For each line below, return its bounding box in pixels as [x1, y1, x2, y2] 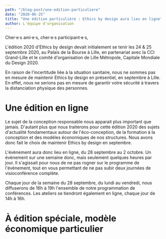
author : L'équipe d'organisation [5, 21, 74, 26]
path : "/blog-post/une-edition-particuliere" [5, 7, 100, 12]
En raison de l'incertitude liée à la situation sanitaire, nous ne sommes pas [5, 70, 156, 76]
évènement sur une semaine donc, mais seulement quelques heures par [5, 155, 152, 160]
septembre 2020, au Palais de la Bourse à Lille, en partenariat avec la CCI [5, 49, 155, 55]
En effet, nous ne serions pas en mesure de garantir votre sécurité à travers [5, 80, 159, 86]
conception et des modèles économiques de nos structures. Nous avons [5, 134, 153, 141]
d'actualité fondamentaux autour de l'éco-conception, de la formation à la [5, 129, 156, 135]
